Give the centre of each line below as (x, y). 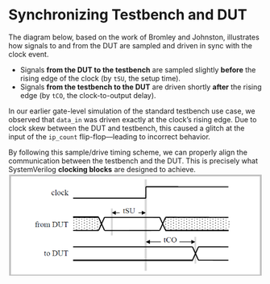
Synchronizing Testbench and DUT (128, 15)
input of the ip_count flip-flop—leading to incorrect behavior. (110, 136)
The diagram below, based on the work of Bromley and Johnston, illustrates (134, 37)
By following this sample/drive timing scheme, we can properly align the (128, 152)
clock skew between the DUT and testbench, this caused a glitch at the (127, 128)
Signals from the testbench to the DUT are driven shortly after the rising (141, 87)
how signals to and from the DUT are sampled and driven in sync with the (130, 45)
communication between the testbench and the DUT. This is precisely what (133, 161)
